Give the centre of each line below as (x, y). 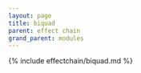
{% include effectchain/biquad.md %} (71, 61)
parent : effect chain (44, 30)
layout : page (30, 16)
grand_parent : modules (46, 38)
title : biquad (32, 23)
